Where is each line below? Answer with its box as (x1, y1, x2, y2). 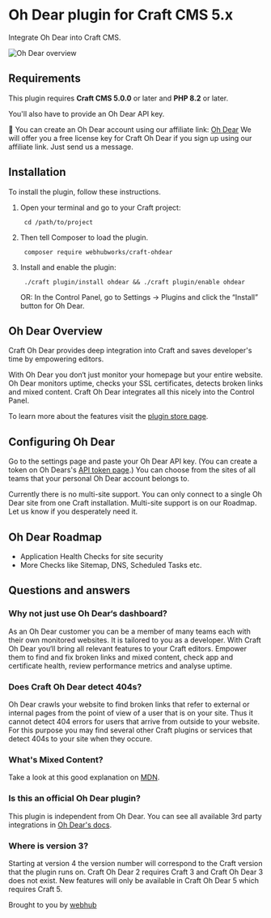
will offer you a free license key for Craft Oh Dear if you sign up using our (8, 133, 252, 143)
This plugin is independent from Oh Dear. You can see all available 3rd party (8, 811, 262, 821)
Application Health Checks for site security (19, 552, 163, 561)
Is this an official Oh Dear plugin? (8, 792, 142, 804)
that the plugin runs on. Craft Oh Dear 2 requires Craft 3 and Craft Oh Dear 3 (8, 867, 264, 877)
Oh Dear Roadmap (8, 530, 103, 544)
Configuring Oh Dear (8, 435, 116, 449)
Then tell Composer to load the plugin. (19, 233, 148, 242)
